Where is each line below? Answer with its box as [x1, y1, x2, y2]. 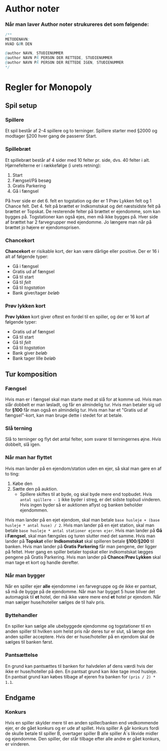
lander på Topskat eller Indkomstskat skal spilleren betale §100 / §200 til [5, 538, 155, 544]
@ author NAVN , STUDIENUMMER [5, 51, 64, 56]
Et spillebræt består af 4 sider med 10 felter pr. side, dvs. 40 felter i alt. [5, 157, 151, 163]
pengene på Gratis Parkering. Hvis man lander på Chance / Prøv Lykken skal [5, 554, 161, 560]
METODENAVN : [5, 37, 30, 42]
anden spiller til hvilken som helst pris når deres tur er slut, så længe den [5, 628, 155, 634]
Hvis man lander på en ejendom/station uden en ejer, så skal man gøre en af [5, 465, 162, 471]
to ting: [5, 470, 20, 476]
